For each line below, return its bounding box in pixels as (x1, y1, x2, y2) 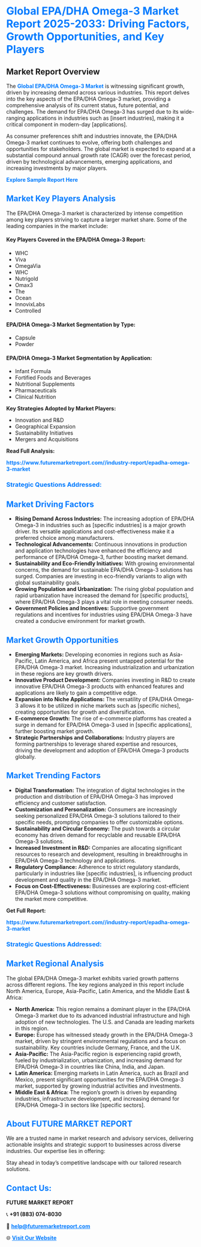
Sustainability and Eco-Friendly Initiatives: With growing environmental (14, 560, 195, 567)
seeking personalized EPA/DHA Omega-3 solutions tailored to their (14, 812, 181, 819)
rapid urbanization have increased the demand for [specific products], (14, 592, 189, 599)
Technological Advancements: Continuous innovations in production (14, 540, 187, 548)
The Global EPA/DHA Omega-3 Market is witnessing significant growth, (6, 82, 185, 90)
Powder (14, 341, 35, 348)
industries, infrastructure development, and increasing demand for (14, 1095, 180, 1102)
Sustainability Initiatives (14, 429, 74, 437)
